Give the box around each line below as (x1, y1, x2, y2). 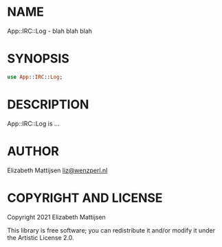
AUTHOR (7, 143, 60, 158)
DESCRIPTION (7, 97, 89, 112)
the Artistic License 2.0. (7, 233, 74, 242)
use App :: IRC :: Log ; (7, 73, 63, 80)
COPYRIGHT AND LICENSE (7, 190, 163, 206)
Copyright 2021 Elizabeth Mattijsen (7, 213, 107, 221)
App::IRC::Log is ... (7, 119, 60, 128)
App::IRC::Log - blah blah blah (7, 27, 93, 35)
